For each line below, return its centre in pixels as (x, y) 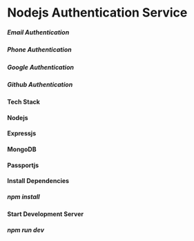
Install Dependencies (38, 181)
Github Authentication (40, 84)
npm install (23, 196)
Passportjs (23, 165)
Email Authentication (38, 32)
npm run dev (26, 230)
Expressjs (22, 133)
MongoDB (22, 149)
